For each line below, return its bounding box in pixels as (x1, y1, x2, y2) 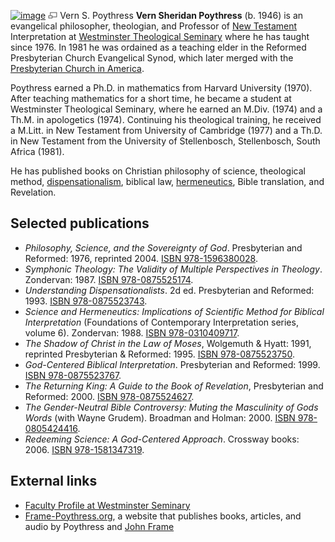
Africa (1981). (10, 146, 65, 157)
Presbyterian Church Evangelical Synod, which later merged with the (10, 52, 294, 64)
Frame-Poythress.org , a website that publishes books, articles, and (24, 510, 302, 522)
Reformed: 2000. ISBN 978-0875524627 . (24, 390, 195, 402)
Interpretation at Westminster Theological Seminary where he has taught (10, 31, 310, 42)
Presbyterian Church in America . (10, 63, 145, 74)
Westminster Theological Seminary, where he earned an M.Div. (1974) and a (10, 103, 323, 115)
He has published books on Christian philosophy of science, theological (10, 165, 306, 177)
